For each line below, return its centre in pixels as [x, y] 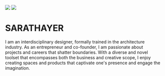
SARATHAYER [34, 28]
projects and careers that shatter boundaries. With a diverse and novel [77, 52]
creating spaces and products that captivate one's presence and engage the [83, 63]
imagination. [18, 68]
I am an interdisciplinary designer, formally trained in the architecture [75, 41]
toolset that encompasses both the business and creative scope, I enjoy [78, 57]
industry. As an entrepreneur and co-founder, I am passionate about [74, 47]
